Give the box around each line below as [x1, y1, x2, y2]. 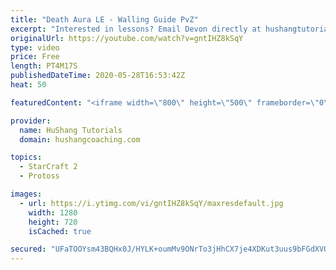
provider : [10, 116, 52, 126]
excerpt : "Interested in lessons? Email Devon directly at [10, 24, 262, 34]
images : [10, 189, 43, 199]
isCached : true [28, 226, 92, 236]
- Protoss [19, 171, 60, 181]
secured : [10, 244, 47, 255]
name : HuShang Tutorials [19, 125, 123, 135]
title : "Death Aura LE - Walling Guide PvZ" [10, 14, 199, 25]
